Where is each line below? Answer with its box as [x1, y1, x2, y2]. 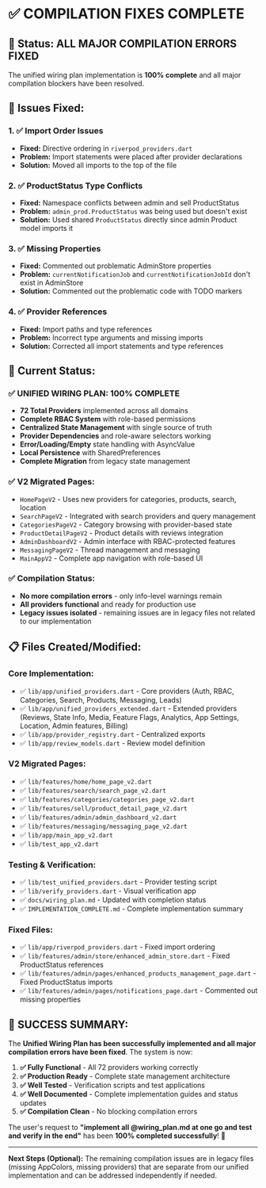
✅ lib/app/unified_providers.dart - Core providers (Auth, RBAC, [19, 686, 235, 696]
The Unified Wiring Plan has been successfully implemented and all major [8, 1039, 256, 1048]
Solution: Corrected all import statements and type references [19, 341, 224, 351]
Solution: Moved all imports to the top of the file [19, 160, 177, 170]
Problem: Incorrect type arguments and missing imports [19, 332, 203, 342]
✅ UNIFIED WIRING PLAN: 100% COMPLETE [8, 388, 180, 399]
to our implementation [19, 616, 93, 626]
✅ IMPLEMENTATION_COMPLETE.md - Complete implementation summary [19, 904, 244, 914]
